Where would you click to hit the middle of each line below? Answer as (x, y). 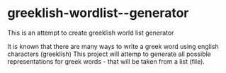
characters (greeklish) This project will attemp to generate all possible (109, 54)
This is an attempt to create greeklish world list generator (91, 33)
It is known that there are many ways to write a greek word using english (113, 46)
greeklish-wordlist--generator (98, 13)
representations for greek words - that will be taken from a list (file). (106, 61)
